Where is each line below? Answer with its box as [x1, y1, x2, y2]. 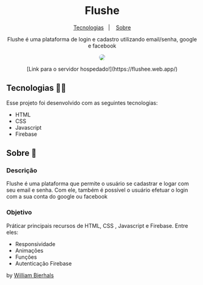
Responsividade [15, 240, 56, 247]
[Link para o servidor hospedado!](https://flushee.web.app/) [26, 65, 178, 72]
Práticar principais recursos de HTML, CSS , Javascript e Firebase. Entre [6, 222, 188, 229]
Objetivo [6, 208, 32, 217]
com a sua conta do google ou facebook [6, 193, 108, 200]
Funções [15, 253, 38, 261]
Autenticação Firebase [15, 259, 72, 267]
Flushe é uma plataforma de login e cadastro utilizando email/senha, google [7, 35, 198, 43]
